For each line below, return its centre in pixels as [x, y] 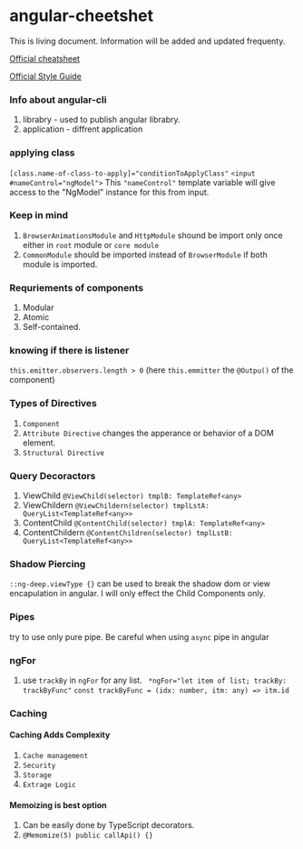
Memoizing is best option [58, 804]
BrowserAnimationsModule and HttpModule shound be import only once [152, 235]
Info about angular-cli [58, 99]
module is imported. [60, 264]
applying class [42, 153]
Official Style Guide [45, 76]
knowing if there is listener [69, 351]
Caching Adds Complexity [60, 735]
